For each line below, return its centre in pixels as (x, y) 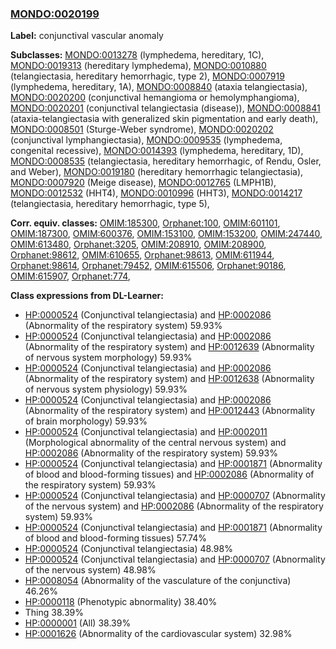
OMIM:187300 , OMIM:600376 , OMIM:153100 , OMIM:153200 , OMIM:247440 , (166, 234)
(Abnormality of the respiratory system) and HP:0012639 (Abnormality (169, 347)
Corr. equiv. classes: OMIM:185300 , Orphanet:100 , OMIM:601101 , (145, 223)
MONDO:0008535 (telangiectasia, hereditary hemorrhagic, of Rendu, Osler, (166, 161)
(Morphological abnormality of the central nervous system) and (155, 443)
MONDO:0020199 (55, 14)
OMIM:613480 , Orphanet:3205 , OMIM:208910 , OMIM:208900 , (138, 244)
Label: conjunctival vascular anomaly (87, 36)
